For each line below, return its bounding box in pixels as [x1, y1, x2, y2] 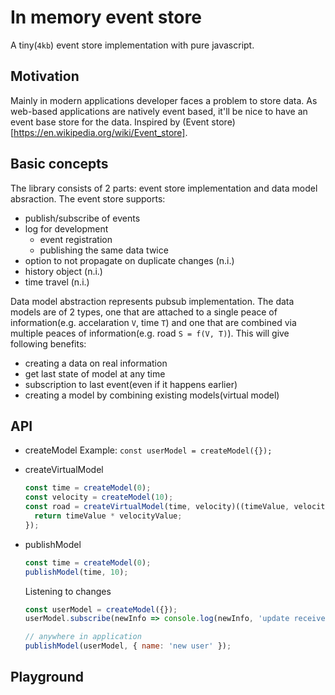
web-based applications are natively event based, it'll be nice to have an [10, 105, 308, 117]
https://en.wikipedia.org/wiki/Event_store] [13, 126, 186, 138]
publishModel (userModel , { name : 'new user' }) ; [24, 641, 232, 651]
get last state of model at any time [24, 367, 166, 380]
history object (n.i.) [24, 265, 103, 277]
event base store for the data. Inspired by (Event [10, 116, 210, 128]
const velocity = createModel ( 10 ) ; [24, 492, 174, 503]
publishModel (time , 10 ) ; [24, 567, 129, 577]
